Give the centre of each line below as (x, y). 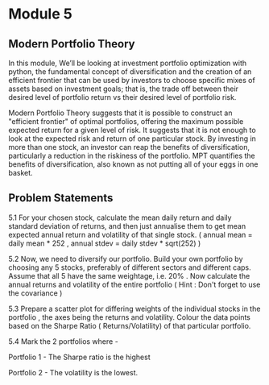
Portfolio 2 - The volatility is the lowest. (73, 372)
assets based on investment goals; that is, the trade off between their (124, 89)
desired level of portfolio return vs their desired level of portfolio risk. (122, 97)
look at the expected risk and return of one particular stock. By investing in (132, 139)
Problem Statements (61, 198)
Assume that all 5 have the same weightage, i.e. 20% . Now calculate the (129, 275)
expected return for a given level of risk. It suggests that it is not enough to (132, 130)
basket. (21, 173)
